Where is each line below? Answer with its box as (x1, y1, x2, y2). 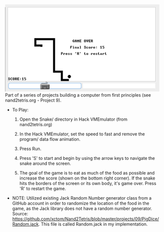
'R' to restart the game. (19, 186, 66, 192)
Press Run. (19, 146, 42, 152)
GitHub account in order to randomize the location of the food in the (12, 201, 149, 206)
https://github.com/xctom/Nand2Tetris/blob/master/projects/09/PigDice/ (12, 216, 159, 222)
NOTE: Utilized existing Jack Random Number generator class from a (12, 195, 152, 201)
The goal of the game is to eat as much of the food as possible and (19, 170, 155, 176)
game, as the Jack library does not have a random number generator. (12, 206, 153, 211)
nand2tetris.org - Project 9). (5, 98, 62, 103)
